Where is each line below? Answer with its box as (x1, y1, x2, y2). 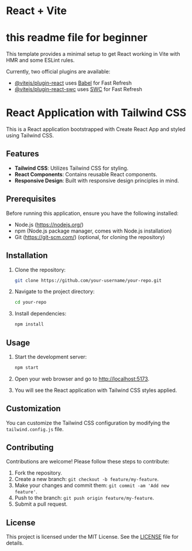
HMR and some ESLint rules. (6, 57, 75, 64)
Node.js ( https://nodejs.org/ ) (14, 221, 84, 228)
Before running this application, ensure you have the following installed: (6, 210, 179, 217)
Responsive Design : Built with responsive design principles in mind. (14, 177, 180, 184)
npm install (14, 321, 44, 327)
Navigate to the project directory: (14, 288, 95, 295)
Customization (6, 404, 61, 414)
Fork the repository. (14, 469, 63, 476)
